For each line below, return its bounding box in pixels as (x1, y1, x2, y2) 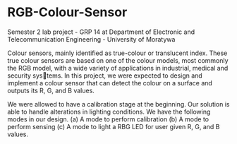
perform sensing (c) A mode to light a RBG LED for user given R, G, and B (7, 122, 220, 131)
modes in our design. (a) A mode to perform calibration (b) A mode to (7, 114, 209, 124)
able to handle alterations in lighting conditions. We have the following (7, 107, 211, 116)
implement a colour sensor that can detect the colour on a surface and (7, 78, 213, 87)
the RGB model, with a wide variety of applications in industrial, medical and (7, 64, 229, 72)
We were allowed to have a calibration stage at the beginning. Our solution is (7, 100, 230, 108)
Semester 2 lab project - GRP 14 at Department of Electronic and (7, 28, 195, 36)
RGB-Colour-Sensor (7, 4, 128, 20)
